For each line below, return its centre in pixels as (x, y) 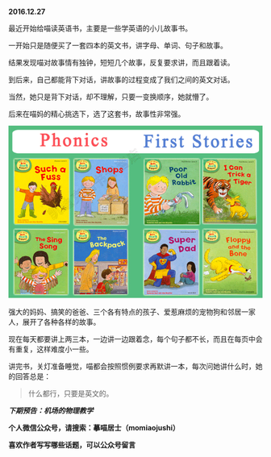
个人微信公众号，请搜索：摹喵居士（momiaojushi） (94, 428)
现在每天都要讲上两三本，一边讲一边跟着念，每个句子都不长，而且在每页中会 (135, 339)
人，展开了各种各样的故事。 (54, 322)
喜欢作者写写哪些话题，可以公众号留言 (72, 445)
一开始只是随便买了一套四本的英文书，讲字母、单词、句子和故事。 (118, 45)
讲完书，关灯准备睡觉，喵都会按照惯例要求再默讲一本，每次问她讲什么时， (132, 367)
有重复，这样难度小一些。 (51, 349)
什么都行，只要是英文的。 (71, 393)
